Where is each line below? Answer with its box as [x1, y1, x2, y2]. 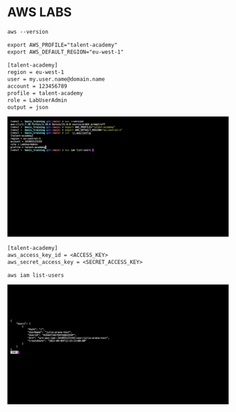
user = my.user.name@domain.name [7, 75, 105, 83]
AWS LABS [7, 4, 72, 20]
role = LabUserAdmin [7, 96, 68, 104]
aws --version [7, 28, 49, 35]
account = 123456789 [7, 82, 68, 90]
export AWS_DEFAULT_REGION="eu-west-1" [7, 48, 124, 55]
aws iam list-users [7, 272, 65, 279]
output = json [7, 103, 49, 111]
